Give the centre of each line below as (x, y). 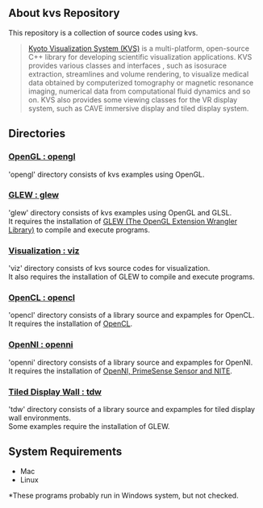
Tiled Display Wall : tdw (55, 392)
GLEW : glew (33, 195)
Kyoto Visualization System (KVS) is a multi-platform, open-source (139, 48)
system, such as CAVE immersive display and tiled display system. (138, 108)
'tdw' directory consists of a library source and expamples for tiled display (132, 409)
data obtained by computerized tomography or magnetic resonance (141, 82)
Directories (37, 133)
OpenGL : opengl (42, 156)
